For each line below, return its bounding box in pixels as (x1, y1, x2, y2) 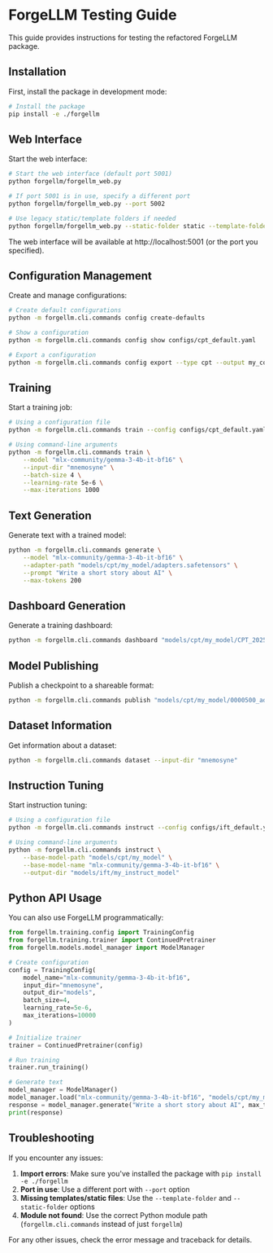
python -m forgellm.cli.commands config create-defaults (8, 314, 206, 323)
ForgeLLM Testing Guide (8, 6, 177, 24)
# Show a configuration (8, 328, 89, 337)
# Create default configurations (8, 306, 122, 314)
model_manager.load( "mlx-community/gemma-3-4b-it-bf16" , (8, 1093, 206, 1101)
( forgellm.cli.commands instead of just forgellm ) (19, 1219, 183, 1229)
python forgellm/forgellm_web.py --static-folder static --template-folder (8, 222, 271, 230)
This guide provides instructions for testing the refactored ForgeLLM (8, 33, 238, 42)
